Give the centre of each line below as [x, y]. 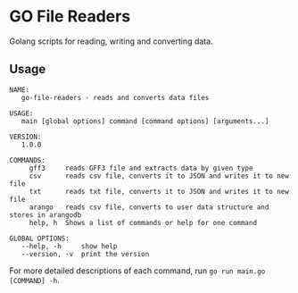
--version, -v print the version [85, 254]
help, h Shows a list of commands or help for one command [143, 222]
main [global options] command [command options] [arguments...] [145, 121]
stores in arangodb [46, 215]
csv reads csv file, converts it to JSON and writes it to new [159, 176]
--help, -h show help [69, 246]
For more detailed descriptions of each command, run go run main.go [137, 271]
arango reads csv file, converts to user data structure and [149, 207]
